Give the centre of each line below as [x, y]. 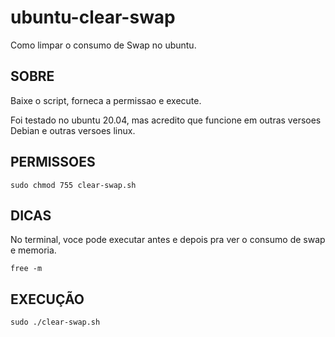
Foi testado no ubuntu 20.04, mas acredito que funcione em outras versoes [166, 120]
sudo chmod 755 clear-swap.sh [73, 185]
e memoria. [33, 250]
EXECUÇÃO [47, 299]
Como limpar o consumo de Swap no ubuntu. [103, 45]
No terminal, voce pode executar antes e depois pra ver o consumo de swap [168, 240]
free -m [26, 269]
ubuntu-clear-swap [93, 17]
